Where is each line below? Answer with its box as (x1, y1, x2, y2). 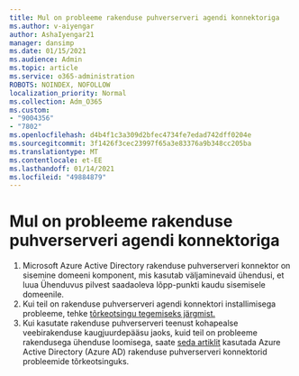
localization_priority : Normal (9, 88, 127, 97)
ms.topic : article (9, 64, 78, 73)
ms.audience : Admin (9, 55, 83, 64)
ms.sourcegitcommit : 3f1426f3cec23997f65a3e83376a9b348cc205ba (9, 139, 252, 148)
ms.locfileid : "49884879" (9, 172, 106, 181)
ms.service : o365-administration (9, 72, 135, 81)
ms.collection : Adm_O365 (9, 96, 103, 106)
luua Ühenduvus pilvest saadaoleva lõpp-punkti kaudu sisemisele (22, 280, 266, 290)
